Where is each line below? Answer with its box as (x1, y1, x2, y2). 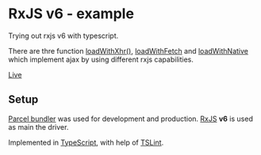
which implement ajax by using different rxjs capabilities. (8, 55, 194, 64)
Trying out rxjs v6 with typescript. (8, 31, 119, 40)
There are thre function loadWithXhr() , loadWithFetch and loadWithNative (8, 46, 248, 55)
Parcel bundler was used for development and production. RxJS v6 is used (8, 114, 254, 123)
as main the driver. (8, 122, 69, 131)
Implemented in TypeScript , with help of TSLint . (8, 138, 164, 147)
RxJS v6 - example (8, 5, 135, 23)
